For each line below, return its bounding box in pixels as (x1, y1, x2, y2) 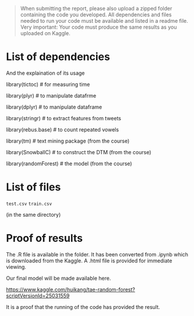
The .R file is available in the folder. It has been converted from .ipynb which (6, 251, 188, 258)
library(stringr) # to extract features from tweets (6, 114, 121, 121)
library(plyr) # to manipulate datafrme (6, 92, 97, 99)
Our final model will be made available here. (6, 275, 111, 282)
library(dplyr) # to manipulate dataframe (6, 103, 103, 110)
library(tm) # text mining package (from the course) (6, 137, 130, 144)
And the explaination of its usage (6, 70, 85, 77)
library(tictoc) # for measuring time (6, 81, 90, 88)
